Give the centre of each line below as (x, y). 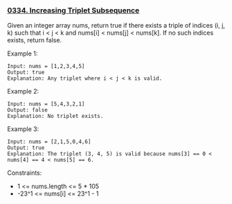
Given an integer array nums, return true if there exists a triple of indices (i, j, (116, 26)
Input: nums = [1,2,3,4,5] (46, 67)
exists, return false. (35, 40)
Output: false (28, 110)
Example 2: (23, 92)
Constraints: (25, 173)
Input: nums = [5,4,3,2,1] (46, 104)
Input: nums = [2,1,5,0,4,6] (49, 142)
